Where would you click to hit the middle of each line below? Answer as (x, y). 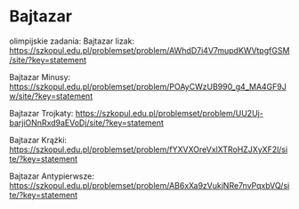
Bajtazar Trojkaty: (41, 113)
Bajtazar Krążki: (38, 140)
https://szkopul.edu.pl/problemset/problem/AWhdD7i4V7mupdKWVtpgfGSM (149, 50)
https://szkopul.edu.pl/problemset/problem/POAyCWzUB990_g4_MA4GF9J (148, 86)
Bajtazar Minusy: (40, 76)
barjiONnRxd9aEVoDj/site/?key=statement (87, 123)
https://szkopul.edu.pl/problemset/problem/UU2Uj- (170, 113)
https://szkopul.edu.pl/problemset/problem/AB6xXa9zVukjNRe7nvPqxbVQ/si (149, 185)
